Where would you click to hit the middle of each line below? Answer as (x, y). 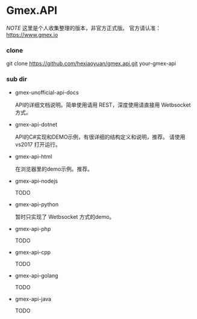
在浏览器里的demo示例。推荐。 (54, 169)
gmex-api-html (33, 156)
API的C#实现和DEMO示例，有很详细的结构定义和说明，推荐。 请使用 (100, 137)
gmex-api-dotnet (36, 124)
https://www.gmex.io (32, 34)
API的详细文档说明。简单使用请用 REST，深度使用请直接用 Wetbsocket (103, 105)
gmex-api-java (33, 298)
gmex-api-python (37, 204)
